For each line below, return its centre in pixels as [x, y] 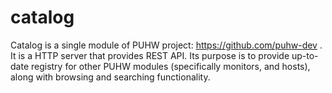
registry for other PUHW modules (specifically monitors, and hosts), [170, 66]
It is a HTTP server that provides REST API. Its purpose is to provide [150, 55]
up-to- [305, 55]
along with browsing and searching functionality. [110, 77]
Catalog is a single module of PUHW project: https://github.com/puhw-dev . [166, 45]
